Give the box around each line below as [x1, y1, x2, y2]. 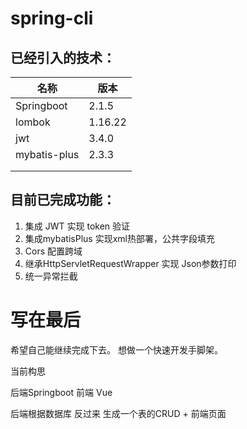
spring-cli [10, 7, 94, 30]
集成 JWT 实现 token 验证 [24, 220, 131, 232]
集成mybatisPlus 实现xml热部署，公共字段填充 [24, 232, 215, 244]
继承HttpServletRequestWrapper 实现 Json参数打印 [24, 257, 237, 269]
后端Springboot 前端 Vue [10, 386, 113, 398]
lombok [15, 115, 51, 129]
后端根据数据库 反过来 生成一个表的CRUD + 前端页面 [10, 407, 227, 419]
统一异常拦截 [24, 270, 78, 282]
